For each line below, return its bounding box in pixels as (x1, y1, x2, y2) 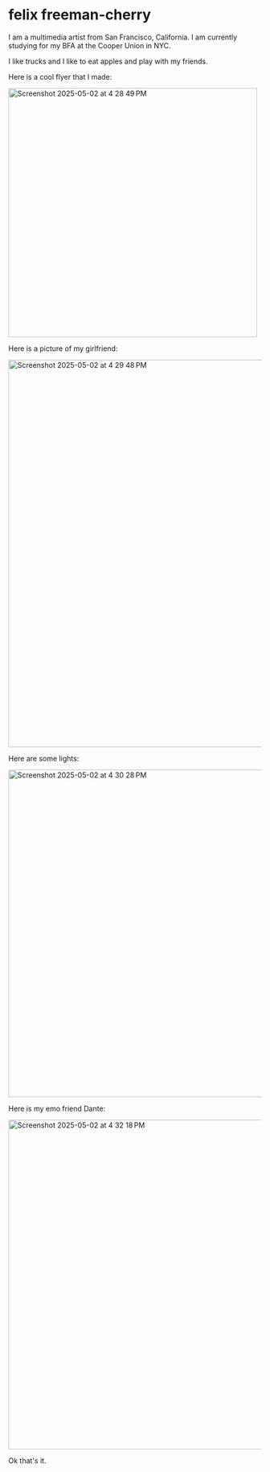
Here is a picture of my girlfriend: (8, 344, 118, 353)
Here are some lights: (8, 753, 80, 763)
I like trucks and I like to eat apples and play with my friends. (8, 56, 208, 66)
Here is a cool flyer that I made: (8, 72, 112, 81)
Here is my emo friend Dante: (8, 1103, 106, 1113)
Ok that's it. (8, 1455, 47, 1466)
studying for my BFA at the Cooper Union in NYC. (8, 40, 171, 50)
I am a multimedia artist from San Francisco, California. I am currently (8, 32, 238, 42)
